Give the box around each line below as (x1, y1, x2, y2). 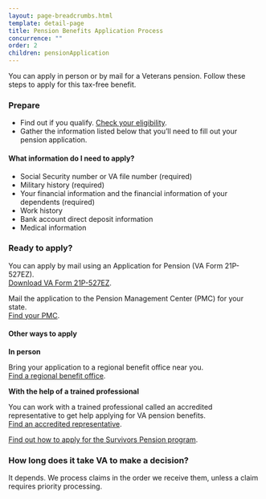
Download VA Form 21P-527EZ (8, 278, 110, 288)
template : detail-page (8, 19, 84, 27)
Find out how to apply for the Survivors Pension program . (8, 435, 198, 444)
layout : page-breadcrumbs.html (8, 11, 113, 20)
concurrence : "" (8, 34, 63, 43)
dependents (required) (19, 197, 95, 207)
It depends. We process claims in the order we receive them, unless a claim (8, 473, 259, 483)
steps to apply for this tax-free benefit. (8, 80, 137, 89)
